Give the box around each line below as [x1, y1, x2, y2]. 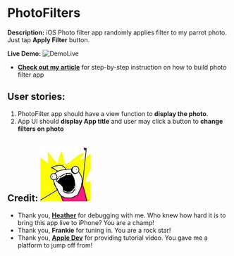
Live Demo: [7, 49, 41, 58]
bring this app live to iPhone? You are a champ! [17, 218, 155, 226]
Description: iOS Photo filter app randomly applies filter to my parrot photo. [7, 28, 228, 37]
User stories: [7, 91, 66, 103]
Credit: [7, 192, 39, 205]
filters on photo [17, 124, 64, 133]
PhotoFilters [7, 5, 81, 21]
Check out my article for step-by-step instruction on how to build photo [17, 63, 227, 71]
